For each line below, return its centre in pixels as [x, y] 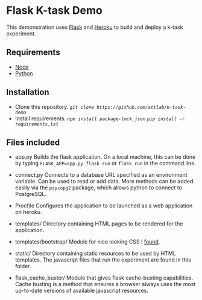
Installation [28, 92]
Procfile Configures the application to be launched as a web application [104, 206]
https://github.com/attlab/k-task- [141, 107]
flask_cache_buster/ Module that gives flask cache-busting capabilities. [104, 278]
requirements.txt [37, 124]
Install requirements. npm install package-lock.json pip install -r [100, 118]
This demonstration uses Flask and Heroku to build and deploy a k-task [95, 27]
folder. [23, 266]
